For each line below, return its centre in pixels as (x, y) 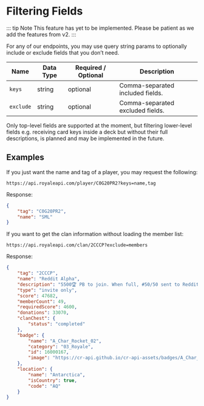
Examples (25, 157)
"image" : (39, 358)
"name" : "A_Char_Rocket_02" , (65, 341)
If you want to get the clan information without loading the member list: (95, 234)
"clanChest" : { (36, 319)
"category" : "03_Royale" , (61, 347)
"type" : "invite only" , (47, 290)
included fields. (141, 93)
